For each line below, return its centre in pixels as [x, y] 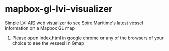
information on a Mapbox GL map [40, 28]
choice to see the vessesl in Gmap [48, 43]
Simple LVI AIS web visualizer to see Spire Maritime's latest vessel [74, 23]
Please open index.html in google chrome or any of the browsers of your [88, 38]
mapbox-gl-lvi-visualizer [59, 9]
